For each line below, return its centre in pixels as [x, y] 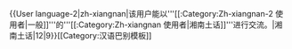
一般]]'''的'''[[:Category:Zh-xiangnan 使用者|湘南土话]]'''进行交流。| [151, 24]
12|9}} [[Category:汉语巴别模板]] [93, 35]
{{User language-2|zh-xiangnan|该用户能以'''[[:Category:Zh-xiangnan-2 [141, 14]
